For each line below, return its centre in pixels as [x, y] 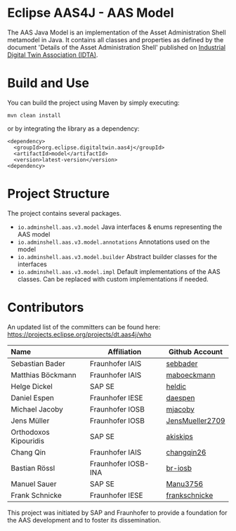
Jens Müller [30, 421]
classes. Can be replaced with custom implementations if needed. [113, 279]
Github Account [196, 351]
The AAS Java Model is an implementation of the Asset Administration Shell [117, 32]
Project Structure [59, 194]
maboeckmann [191, 375]
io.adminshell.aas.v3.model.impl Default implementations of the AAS [119, 271]
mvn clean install [34, 115]
